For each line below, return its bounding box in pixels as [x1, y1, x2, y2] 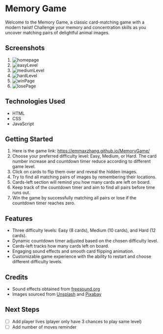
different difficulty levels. [12, 259, 63, 265]
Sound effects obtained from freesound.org [12, 286, 100, 292]
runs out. [12, 190, 31, 195]
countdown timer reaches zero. [12, 200, 76, 206]
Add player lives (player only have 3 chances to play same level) [12, 318, 142, 324]
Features [5, 214, 33, 223]
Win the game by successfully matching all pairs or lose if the [12, 195, 137, 201]
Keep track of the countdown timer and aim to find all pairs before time [12, 185, 155, 191]
